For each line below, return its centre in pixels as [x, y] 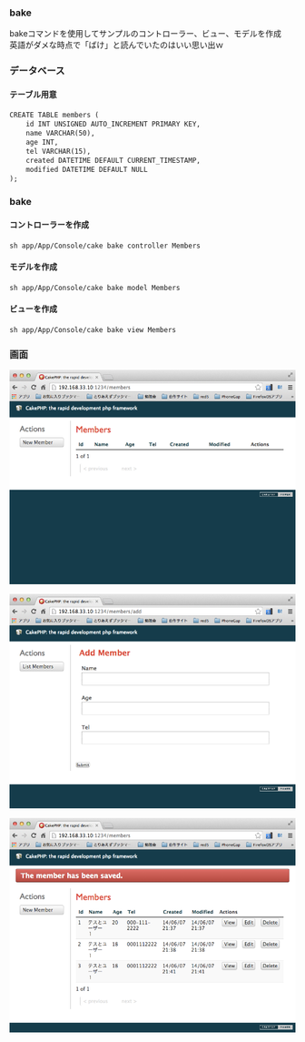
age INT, [42, 143]
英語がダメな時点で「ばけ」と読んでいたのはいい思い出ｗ [117, 45]
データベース [37, 71]
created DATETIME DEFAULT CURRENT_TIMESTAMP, [113, 161]
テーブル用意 [33, 94]
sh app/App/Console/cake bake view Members [93, 329]
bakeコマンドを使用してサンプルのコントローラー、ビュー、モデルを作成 [145, 34]
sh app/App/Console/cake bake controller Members [105, 246]
